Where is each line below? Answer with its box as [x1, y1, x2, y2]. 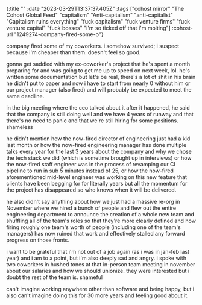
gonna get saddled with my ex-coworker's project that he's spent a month [6, 60, 191, 68]
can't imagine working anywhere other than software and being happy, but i [6, 286, 195, 292]
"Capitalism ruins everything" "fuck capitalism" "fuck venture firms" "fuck [6, 18, 191, 25]
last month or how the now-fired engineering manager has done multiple [6, 142, 187, 148]
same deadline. [6, 93, 45, 99]
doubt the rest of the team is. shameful [6, 274, 103, 281]
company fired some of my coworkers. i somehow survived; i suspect [6, 42, 180, 49]
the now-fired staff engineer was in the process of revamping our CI [6, 161, 176, 168]
